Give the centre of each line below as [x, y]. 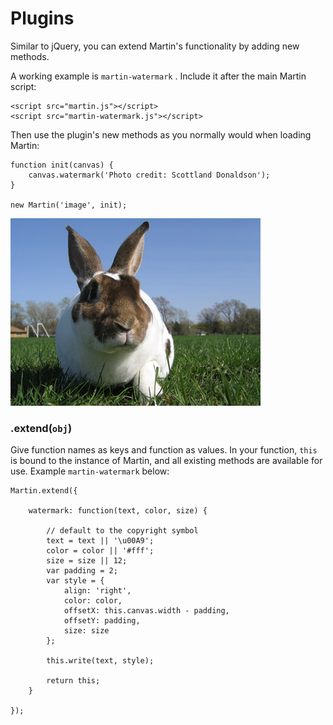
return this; [73, 681]
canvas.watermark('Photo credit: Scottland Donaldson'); [149, 175]
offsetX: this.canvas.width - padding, [146, 611]
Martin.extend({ [44, 491]
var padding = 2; [82, 571]
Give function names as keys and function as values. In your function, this [164, 450]
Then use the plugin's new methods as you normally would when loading [161, 134]
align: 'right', [97, 591]
